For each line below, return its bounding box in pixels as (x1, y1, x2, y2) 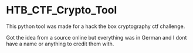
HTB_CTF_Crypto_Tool (6, 3, 117, 17)
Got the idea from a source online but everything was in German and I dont (6, 34, 187, 41)
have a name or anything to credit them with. (6, 40, 114, 47)
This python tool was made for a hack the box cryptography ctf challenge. (6, 23, 185, 30)
